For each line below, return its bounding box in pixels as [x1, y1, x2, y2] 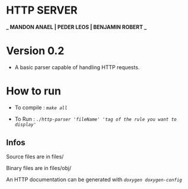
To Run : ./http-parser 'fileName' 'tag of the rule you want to [14, 115, 177, 122]
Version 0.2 [6, 44, 64, 57]
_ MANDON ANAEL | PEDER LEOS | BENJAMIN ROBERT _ [6, 23, 147, 30]
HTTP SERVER [6, 4, 78, 17]
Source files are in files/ [6, 153, 64, 160]
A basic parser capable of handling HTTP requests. [14, 63, 140, 71]
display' [14, 122, 37, 128]
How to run [6, 84, 61, 97]
